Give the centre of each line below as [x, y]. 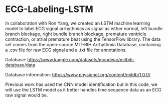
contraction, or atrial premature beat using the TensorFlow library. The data [83, 39]
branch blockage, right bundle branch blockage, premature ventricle [76, 34]
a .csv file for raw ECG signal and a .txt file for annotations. [66, 50]
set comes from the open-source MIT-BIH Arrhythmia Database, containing [83, 44]
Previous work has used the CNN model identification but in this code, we [81, 84]
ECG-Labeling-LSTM [49, 9]
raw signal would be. [27, 95]
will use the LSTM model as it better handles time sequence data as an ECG [83, 89]
